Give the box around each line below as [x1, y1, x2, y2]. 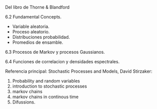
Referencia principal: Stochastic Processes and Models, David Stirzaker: [5, 68, 153, 74]
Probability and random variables [12, 78, 80, 84]
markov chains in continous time [12, 94, 79, 100]
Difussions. [12, 99, 36, 105]
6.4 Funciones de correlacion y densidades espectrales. [5, 59, 120, 64]
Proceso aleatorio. [12, 29, 50, 34]
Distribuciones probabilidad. [12, 34, 70, 40]
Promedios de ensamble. [12, 39, 63, 45]
